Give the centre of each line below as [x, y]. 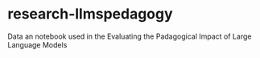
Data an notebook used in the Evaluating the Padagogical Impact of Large [130, 36]
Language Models [37, 44]
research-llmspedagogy [91, 14]
